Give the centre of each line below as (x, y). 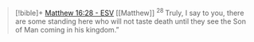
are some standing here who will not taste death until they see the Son (130, 21)
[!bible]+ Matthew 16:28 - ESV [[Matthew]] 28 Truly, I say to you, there (129, 12)
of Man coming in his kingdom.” (67, 29)
